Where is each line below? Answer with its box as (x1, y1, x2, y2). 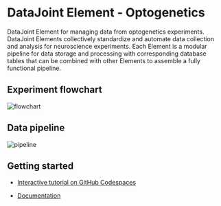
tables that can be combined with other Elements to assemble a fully (7, 56, 201, 65)
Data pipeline (7, 122, 65, 134)
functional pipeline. (7, 64, 62, 72)
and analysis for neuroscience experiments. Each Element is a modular (7, 42, 207, 50)
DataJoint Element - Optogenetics (7, 5, 205, 21)
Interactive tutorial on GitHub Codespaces (16, 179, 136, 187)
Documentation (16, 192, 61, 200)
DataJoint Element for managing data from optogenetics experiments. (7, 27, 205, 36)
